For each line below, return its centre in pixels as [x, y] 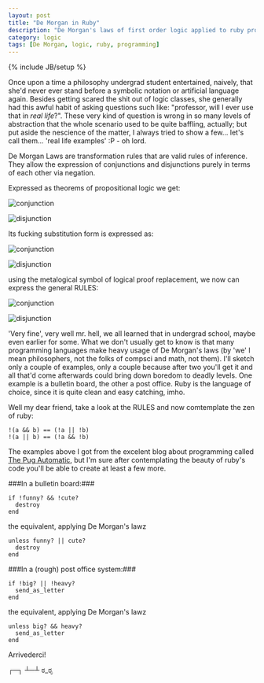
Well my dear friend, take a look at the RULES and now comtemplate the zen [132, 408]
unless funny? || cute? [47, 541]
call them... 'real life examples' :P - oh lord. [77, 141]
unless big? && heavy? [45, 626]
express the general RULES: [53, 288]
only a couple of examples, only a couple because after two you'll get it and [130, 367]
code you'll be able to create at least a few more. [87, 468]
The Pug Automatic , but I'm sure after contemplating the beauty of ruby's [127, 460]
